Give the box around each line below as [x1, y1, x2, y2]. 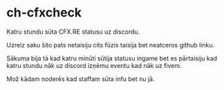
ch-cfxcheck [6, 5, 82, 21]
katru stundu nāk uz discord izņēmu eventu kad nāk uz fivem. [6, 61, 183, 69]
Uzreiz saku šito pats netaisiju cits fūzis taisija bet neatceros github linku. [6, 41, 215, 49]
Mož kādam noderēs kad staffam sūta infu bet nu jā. [6, 74, 155, 83]
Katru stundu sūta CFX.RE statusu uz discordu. [6, 27, 140, 36]
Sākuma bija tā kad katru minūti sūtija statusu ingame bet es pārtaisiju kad [6, 54, 218, 63]
